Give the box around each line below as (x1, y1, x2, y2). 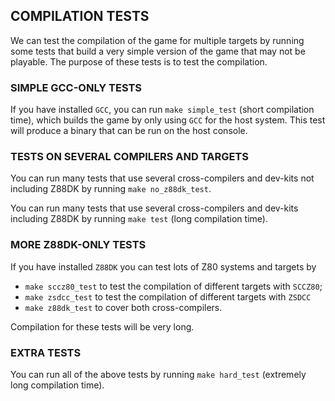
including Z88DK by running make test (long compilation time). (10, 213, 268, 225)
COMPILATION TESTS (10, 8, 150, 25)
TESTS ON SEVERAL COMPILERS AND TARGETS (10, 150, 249, 164)
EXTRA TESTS (10, 345, 82, 359)
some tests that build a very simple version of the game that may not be (10, 45, 306, 57)
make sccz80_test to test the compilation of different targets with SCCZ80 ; (24, 280, 323, 292)
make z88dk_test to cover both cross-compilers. (24, 301, 223, 313)
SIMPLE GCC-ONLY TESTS (10, 80, 143, 94)
